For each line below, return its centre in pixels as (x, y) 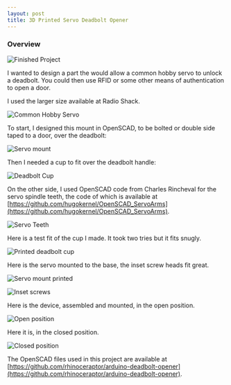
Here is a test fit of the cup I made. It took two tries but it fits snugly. (104, 238)
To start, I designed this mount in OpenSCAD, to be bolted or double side (111, 128)
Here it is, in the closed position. (53, 332)
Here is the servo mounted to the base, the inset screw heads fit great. (108, 265)
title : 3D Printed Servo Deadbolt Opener (68, 20)
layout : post (26, 14)
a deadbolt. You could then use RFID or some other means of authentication (115, 80)
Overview (24, 44)
